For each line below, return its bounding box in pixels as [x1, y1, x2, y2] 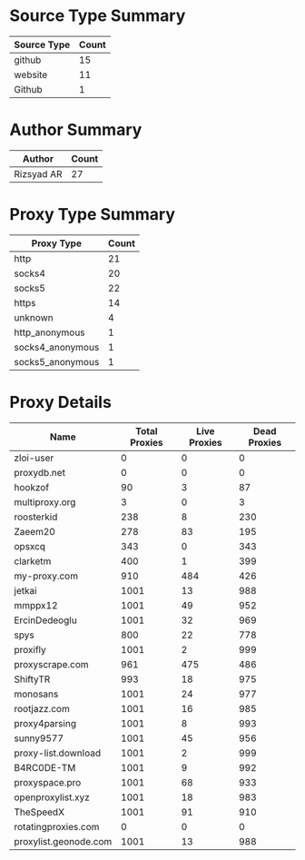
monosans [14, 687, 59, 700]
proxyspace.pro [14, 776, 82, 788]
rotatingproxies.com [14, 820, 100, 833]
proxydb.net [14, 466, 66, 479]
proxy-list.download [14, 746, 102, 759]
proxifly [14, 643, 47, 656]
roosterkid [14, 510, 58, 523]
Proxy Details [9, 392, 112, 412]
